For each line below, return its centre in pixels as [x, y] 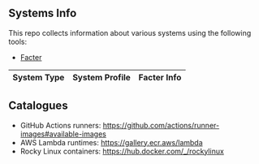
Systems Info [43, 13]
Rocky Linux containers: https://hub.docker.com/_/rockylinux [122, 151]
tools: [18, 41]
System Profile [102, 77]
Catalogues [38, 106]
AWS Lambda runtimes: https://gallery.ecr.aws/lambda [111, 142]
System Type [39, 77]
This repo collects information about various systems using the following [130, 32]
